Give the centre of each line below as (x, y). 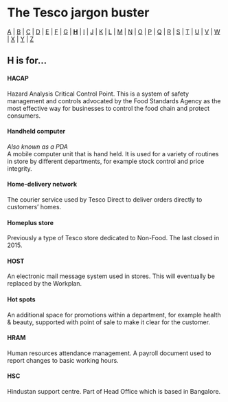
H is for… (27, 61)
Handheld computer (36, 131)
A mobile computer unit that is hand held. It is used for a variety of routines (113, 154)
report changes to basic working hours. (63, 360)
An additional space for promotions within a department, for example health (114, 315)
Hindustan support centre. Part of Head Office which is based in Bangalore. (114, 391)
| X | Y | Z (21, 39)
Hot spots (21, 299)
